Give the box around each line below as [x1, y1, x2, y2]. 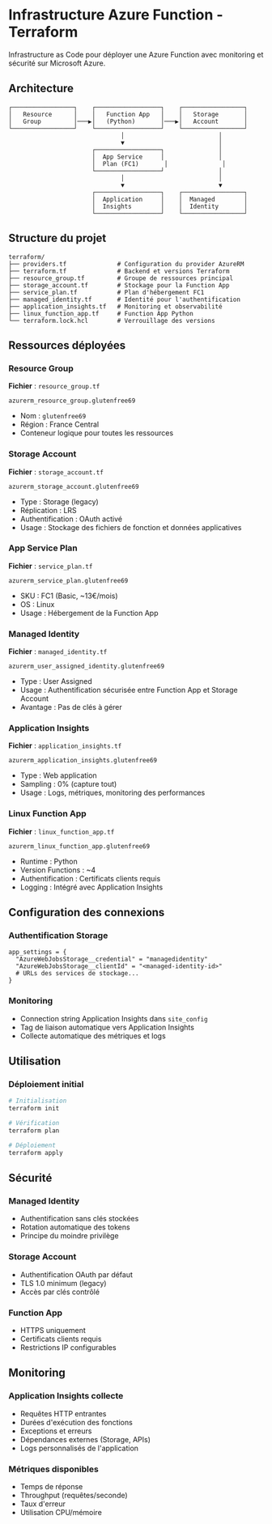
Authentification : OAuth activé [19, 514, 123, 524]
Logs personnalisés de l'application [19, 1443, 139, 1453]
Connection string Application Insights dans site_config [19, 1013, 208, 1023]
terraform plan [8, 1127, 60, 1135]
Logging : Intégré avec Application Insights [19, 882, 164, 892]
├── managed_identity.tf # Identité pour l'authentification [8, 295, 241, 304]
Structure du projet [8, 231, 107, 245]
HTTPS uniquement [19, 1325, 87, 1335]
